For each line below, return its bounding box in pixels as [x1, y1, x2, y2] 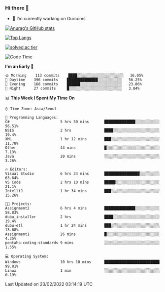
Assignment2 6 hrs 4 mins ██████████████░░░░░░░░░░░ [5, 206, 160, 211]
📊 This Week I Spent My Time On [5, 95, 75, 101]
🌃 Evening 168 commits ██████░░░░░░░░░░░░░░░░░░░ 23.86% [5, 82, 142, 87]
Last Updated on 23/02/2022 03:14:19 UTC [5, 281, 93, 287]
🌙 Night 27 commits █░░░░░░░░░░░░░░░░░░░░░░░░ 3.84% [5, 86, 140, 91]
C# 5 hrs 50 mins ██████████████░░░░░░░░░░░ [5, 120, 160, 125]
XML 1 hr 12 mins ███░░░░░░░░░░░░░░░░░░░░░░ [5, 137, 160, 142]
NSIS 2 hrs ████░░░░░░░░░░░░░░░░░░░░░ [5, 128, 160, 133]
